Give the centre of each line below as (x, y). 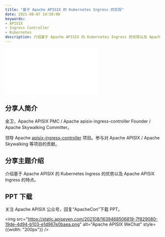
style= (150, 224)
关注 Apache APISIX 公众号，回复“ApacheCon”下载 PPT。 (64, 210)
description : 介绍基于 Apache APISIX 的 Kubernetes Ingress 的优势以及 (76, 37)
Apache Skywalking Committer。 (39, 127)
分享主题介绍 (25, 161)
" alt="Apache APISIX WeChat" (111, 224)
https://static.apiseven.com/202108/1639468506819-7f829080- (93, 219)
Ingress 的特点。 (22, 180)
